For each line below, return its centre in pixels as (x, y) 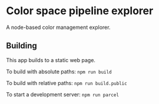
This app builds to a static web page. (51, 60)
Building (21, 46)
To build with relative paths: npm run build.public (67, 83)
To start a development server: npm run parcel (63, 94)
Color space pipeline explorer (80, 11)
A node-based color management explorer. (58, 27)
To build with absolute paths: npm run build (59, 71)
